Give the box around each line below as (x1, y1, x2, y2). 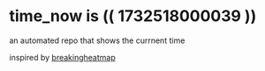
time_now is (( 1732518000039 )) (9, 6, 257, 26)
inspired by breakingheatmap (9, 52, 117, 62)
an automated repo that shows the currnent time (9, 35, 185, 46)
